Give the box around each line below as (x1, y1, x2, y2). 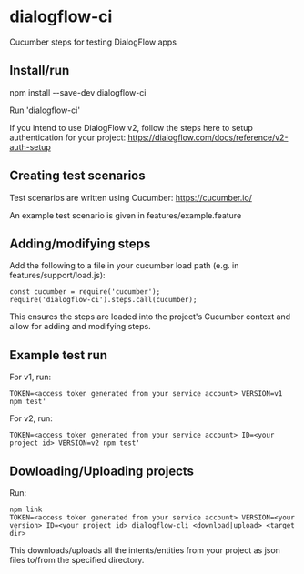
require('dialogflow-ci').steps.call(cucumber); (9, 296, 198, 305)
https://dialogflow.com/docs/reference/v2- (127, 132, 289, 143)
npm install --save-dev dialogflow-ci (9, 86, 147, 97)
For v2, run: (9, 413, 53, 424)
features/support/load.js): (9, 270, 106, 281)
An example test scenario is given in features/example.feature (9, 209, 242, 220)
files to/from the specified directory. (9, 555, 145, 565)
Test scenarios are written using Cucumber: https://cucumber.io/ (9, 192, 253, 203)
